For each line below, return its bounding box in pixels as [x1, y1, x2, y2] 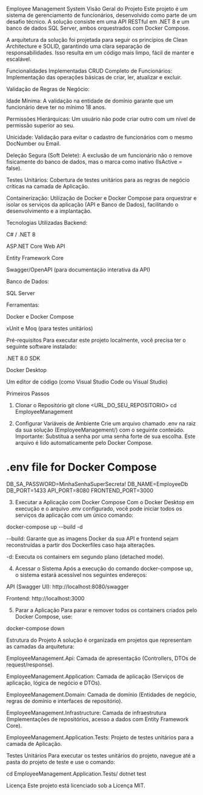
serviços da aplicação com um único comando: [15, 511, 133, 519]
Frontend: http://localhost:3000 [6, 594, 85, 602]
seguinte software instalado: [6, 343, 78, 350]
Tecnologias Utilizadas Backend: [6, 219, 88, 226]
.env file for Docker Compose [6, 461, 157, 474]
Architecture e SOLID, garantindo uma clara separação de [6, 42, 150, 50]
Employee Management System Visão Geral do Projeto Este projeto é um [6, 5, 188, 12]
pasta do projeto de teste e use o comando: [6, 758, 115, 765]
